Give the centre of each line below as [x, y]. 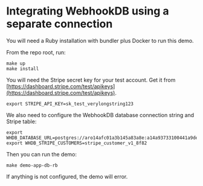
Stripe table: [21, 121]
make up [16, 63]
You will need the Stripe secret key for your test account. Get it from [91, 80]
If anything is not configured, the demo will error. [67, 176]
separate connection [60, 24]
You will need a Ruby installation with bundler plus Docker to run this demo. [100, 40]
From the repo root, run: [36, 52]
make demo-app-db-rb [32, 165]
